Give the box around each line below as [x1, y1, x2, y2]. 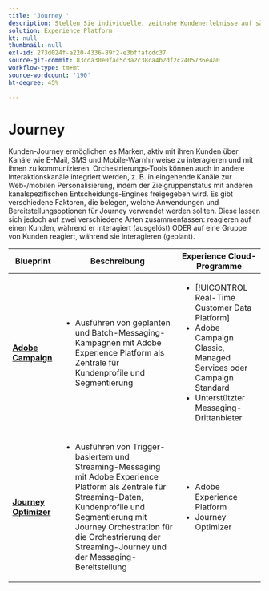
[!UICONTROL [195, 282, 248, 293]
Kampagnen [74, 337, 122, 348]
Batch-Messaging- [91, 328, 166, 339]
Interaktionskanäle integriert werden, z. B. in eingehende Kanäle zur [8, 172, 232, 182]
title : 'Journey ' [8, 11, 70, 20]
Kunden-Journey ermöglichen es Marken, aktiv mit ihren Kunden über [8, 147, 239, 156]
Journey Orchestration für [74, 521, 174, 533]
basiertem [74, 452, 114, 463]
